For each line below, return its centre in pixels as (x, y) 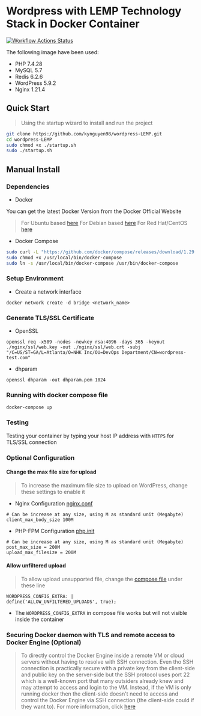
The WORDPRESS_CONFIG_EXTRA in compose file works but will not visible (101, 613)
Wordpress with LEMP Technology (94, 11)
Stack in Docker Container (73, 24)
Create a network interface (48, 292)
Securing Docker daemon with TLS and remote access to (91, 635)
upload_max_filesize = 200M (41, 552)
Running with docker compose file (57, 395)
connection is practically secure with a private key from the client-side (108, 668)
